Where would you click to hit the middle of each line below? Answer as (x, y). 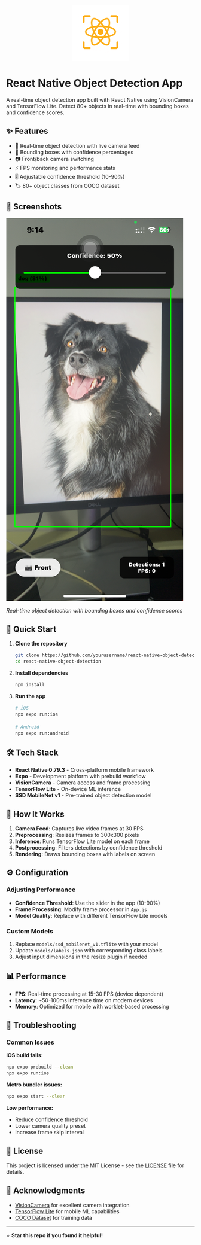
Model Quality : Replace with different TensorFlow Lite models (91, 915)
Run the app (30, 696)
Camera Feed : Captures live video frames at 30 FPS (79, 829)
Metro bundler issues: (34, 1085)
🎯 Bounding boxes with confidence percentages (74, 152)
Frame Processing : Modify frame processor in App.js (81, 909)
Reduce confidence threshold (51, 1119)
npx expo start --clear (36, 1097)
